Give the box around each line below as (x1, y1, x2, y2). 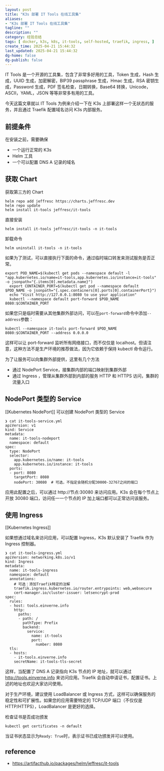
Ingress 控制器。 (5, 541, 39, 547)
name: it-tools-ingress (9, 568, 58, 573)
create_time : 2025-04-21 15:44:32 (5, 44, 76, 49)
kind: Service (5, 427, 34, 432)
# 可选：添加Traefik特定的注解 (14, 582, 70, 586)
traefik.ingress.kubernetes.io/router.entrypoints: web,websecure (14, 586, 152, 591)
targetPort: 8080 (14, 474, 49, 480)
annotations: (9, 576, 36, 581)
